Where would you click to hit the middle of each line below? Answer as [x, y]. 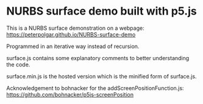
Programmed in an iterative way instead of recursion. [73, 46]
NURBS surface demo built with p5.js [101, 11]
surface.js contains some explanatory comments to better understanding [98, 58]
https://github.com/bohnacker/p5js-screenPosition [70, 94]
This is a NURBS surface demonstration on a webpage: [75, 28]
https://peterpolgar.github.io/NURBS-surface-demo [71, 34]
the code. [18, 64]
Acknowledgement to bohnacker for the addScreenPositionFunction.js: [95, 88]
